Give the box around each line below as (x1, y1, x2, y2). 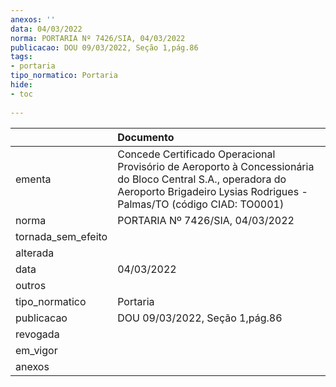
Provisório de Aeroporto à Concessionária (117, 159, 315, 173)
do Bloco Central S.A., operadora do (117, 172, 287, 186)
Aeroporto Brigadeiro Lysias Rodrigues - (117, 184, 308, 198)
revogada (15, 327, 60, 341)
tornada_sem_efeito (15, 229, 108, 243)
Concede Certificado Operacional (117, 147, 276, 161)
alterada (15, 246, 55, 260)
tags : (10, 52, 33, 62)
